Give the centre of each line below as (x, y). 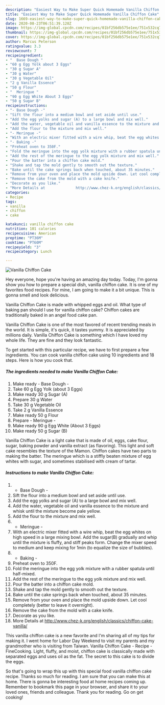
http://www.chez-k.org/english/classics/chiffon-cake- (99, 621)
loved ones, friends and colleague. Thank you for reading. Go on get (74, 692)
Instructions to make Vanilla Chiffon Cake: (50, 472)
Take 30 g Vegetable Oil (37, 405)
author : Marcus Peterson (31, 42)
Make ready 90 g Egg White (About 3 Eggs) (57, 426)
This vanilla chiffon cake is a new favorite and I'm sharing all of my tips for (80, 636)
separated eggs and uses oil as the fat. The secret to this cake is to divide (80, 656)
